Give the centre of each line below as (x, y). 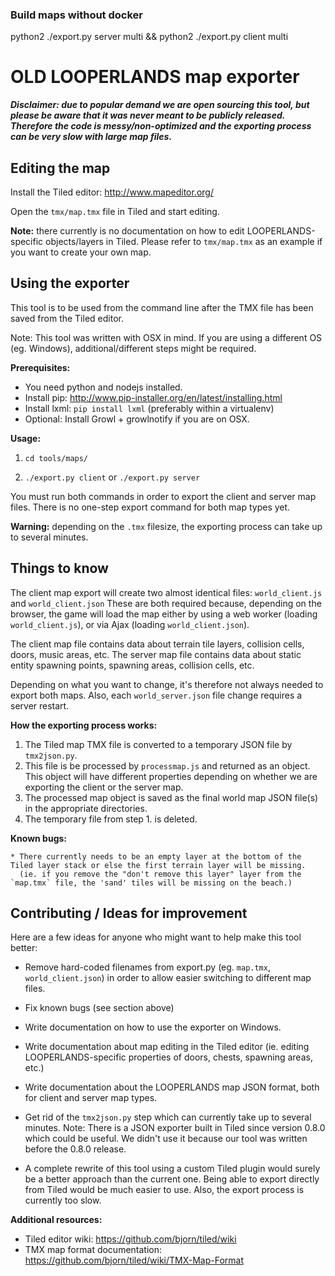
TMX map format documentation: (93, 1250)
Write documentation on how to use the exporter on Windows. (153, 1027)
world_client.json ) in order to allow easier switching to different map (168, 978)
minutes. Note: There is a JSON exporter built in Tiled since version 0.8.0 (175, 1128)
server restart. (40, 705)
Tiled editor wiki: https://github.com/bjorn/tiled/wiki (130, 1239)
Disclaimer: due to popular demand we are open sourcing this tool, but (160, 105)
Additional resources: (56, 1220)
